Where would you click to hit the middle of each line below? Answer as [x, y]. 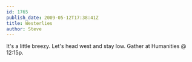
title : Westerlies [29, 23]
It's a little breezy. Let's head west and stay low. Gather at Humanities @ [96, 46]
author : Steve [24, 29]
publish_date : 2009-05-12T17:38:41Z [52, 18]
